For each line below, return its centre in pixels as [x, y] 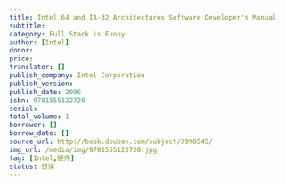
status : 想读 [32, 166]
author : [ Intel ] [39, 42]
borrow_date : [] [39, 133]
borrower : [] [33, 125]
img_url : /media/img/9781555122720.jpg [83, 149]
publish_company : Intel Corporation [77, 76]
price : [21, 59]
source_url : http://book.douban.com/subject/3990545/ [111, 141]
